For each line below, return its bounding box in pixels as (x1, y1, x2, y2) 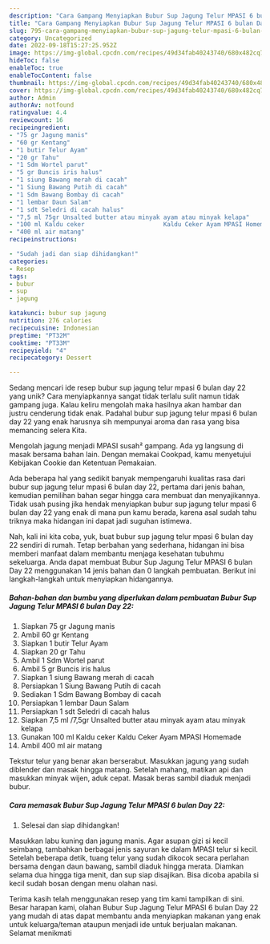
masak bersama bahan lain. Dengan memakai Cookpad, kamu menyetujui (9, 450, 252, 460)
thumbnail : (9, 79, 46, 87)
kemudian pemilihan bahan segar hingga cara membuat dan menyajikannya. (9, 491, 260, 500)
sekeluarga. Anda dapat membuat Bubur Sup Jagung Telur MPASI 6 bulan (9, 557, 253, 567)
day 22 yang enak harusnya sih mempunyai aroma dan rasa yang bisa (9, 417, 240, 427)
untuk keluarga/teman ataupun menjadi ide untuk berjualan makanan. (9, 920, 238, 930)
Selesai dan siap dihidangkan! (20, 820, 119, 830)
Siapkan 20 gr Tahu (20, 647, 86, 657)
